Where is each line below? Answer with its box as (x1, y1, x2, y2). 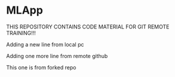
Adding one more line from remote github (6, 52, 108, 59)
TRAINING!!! (6, 29, 36, 36)
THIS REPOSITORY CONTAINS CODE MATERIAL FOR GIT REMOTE (6, 23, 170, 30)
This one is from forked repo (6, 63, 76, 71)
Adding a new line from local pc (6, 41, 85, 48)
